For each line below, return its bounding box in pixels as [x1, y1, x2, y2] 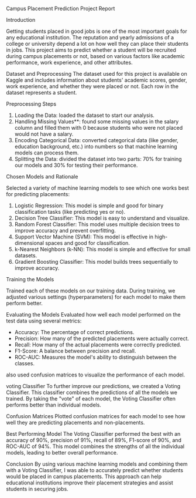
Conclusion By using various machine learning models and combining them [6, 460, 188, 467]
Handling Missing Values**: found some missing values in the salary [14, 118, 179, 125]
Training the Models [6, 276, 54, 282]
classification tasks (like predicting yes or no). [14, 208, 126, 215]
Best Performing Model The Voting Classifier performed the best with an [6, 430, 181, 437]
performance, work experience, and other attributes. [6, 59, 133, 66]
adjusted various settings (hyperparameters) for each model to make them [6, 294, 186, 300]
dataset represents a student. [6, 89, 77, 96]
